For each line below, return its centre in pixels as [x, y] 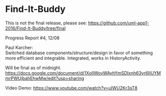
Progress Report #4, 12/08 [32, 38]
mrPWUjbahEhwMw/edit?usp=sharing [45, 78]
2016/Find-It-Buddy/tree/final [36, 28]
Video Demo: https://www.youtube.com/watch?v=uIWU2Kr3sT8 [71, 88]
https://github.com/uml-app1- [119, 23]
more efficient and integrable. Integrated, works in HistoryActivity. [73, 58]
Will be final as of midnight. [33, 68]
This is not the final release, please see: [46, 23]
